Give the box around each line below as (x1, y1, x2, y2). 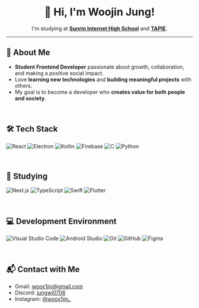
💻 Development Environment (6, 216, 117, 226)
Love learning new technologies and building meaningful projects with (14, 76, 191, 83)
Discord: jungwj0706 (14, 289, 66, 296)
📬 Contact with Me (6, 264, 80, 274)
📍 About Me (6, 47, 50, 58)
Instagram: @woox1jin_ (14, 296, 71, 302)
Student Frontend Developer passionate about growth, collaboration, (14, 63, 185, 70)
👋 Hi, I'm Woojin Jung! (44, 5, 155, 19)
